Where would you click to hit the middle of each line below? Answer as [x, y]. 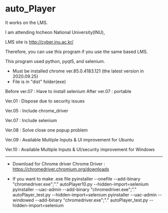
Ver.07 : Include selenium [31, 120]
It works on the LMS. [26, 22]
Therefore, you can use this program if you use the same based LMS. [76, 51]
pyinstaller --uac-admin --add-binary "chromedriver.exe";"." [74, 189]
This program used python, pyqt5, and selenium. [55, 61]
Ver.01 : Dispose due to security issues [45, 101]
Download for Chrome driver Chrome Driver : [59, 163]
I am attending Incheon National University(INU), [55, 32]
